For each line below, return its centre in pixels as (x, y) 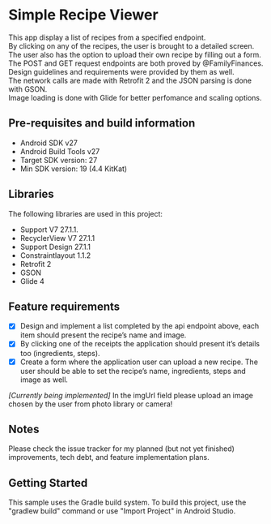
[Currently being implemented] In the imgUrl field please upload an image (131, 395)
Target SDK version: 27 (59, 160)
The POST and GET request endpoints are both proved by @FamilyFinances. (136, 63)
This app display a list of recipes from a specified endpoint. (107, 37)
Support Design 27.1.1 (55, 247)
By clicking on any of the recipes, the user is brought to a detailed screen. (131, 45)
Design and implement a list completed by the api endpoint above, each (140, 326)
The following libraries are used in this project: (86, 213)
